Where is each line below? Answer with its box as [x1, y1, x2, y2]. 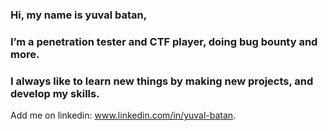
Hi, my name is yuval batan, [10, 8, 148, 22]
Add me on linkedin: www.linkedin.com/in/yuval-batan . [10, 109, 237, 122]
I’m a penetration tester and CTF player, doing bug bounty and [10, 34, 318, 48]
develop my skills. [10, 86, 100, 100]
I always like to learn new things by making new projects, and [10, 74, 314, 88]
